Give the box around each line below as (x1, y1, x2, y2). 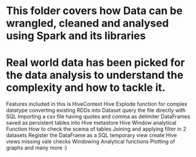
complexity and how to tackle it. (6, 81, 166, 95)
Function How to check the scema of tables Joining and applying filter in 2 (6, 125, 187, 133)
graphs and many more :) (6, 144, 68, 151)
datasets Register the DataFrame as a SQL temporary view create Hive (6, 132, 177, 139)
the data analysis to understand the (6, 69, 184, 82)
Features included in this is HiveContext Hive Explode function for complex (6, 101, 188, 108)
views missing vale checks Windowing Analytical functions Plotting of (6, 138, 175, 145)
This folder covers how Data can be (6, 4, 183, 18)
